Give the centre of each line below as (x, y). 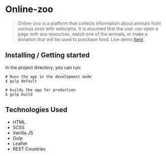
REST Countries (29, 149)
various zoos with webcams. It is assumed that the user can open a (88, 28)
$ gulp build (19, 94)
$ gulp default (21, 81)
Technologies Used (36, 110)
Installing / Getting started (48, 55)
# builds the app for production (40, 90)
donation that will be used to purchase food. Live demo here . (81, 39)
